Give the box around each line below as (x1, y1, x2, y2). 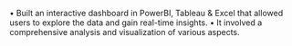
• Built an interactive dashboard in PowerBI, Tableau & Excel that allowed (9, 8, 284, 18)
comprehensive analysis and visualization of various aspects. (9, 27, 240, 37)
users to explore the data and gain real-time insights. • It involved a (9, 17, 263, 28)
